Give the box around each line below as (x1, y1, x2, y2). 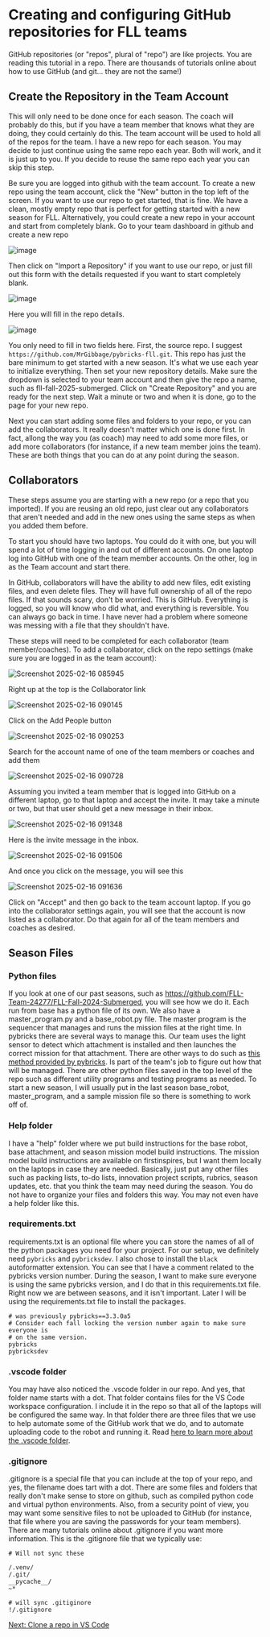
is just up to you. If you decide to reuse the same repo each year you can (8, 154, 251, 164)
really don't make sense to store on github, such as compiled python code (8, 1491, 254, 1501)
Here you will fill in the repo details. (8, 309, 125, 319)
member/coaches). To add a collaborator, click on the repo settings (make (8, 644, 254, 654)
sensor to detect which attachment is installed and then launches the (8, 1040, 237, 1050)
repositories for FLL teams (8, 23, 187, 41)
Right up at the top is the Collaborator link (8, 684, 146, 694)
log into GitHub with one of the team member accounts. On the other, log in (8, 553, 257, 563)
